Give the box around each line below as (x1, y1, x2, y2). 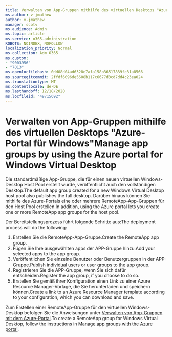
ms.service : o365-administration (5, 36, 77, 42)
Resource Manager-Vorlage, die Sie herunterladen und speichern (12, 284, 150, 290)
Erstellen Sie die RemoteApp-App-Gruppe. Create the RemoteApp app (12, 234, 160, 240)
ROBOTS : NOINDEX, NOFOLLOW (5, 41, 63, 46)
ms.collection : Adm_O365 (5, 50, 58, 55)
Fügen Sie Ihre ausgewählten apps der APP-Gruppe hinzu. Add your (12, 245, 155, 252)
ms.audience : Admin (5, 27, 47, 32)
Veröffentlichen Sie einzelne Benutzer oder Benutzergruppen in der (12, 256, 155, 263)
